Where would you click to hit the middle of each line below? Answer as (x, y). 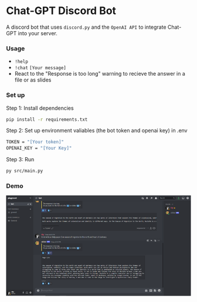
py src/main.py (25, 171)
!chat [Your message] (40, 68)
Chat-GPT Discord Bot (61, 11)
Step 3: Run (20, 160)
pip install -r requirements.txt (47, 119)
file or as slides (33, 80)
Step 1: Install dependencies (40, 108)
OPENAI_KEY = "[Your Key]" (39, 148)
